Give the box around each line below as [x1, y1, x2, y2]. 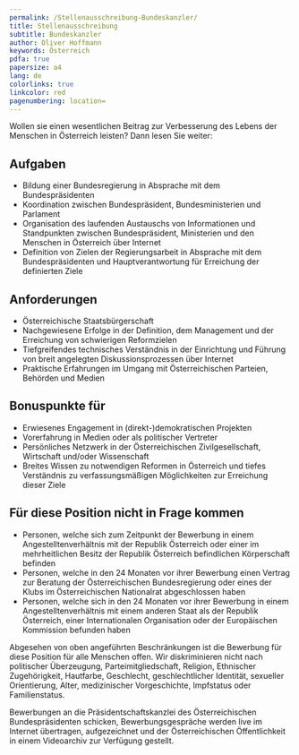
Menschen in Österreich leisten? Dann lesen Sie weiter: [9, 131, 213, 142]
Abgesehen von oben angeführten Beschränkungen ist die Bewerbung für [9, 641, 282, 652]
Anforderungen [9, 292, 98, 307]
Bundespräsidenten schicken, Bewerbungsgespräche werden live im [9, 716, 262, 726]
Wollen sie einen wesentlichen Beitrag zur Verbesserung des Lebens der [9, 121, 278, 132]
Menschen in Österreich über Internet [21, 237, 161, 248]
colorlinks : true [9, 80, 74, 89]
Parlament [21, 209, 61, 219]
